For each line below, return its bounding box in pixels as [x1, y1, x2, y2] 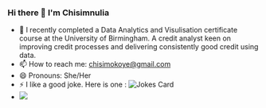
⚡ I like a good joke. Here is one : [18, 79, 127, 90]
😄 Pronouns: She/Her [18, 71, 92, 80]
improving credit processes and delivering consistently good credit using [18, 42, 259, 52]
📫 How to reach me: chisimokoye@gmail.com [18, 60, 171, 69]
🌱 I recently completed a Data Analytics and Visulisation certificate [18, 25, 238, 35]
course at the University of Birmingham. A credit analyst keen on [18, 33, 232, 43]
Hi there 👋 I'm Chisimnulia [7, 7, 109, 18]
